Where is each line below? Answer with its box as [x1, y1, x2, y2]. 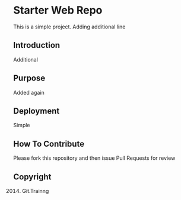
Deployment [13, 106, 60, 116]
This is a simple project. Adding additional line [13, 23, 126, 30]
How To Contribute [13, 138, 85, 149]
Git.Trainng [21, 188, 49, 194]
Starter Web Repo [13, 4, 103, 17]
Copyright [13, 172, 52, 182]
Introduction [13, 40, 61, 50]
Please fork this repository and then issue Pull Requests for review [13, 154, 176, 162]
